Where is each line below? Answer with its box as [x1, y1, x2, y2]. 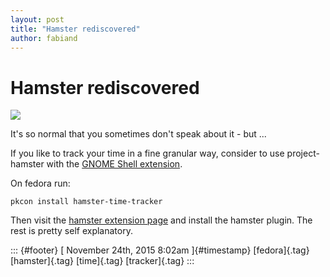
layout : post [10, 14, 65, 25]
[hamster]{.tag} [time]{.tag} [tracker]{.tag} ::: [10, 255, 195, 267]
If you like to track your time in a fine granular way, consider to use [10, 147, 285, 160]
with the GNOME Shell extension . [46, 158, 183, 170]
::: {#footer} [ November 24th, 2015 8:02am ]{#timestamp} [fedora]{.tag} [10, 244, 310, 256]
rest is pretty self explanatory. [10, 225, 133, 237]
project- [286, 147, 320, 160]
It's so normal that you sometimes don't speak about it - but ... [10, 128, 267, 140]
